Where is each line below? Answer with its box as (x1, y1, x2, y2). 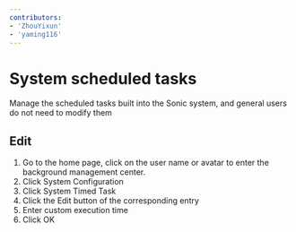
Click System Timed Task (22, 185, 117, 197)
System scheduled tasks (9, 68, 197, 89)
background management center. (22, 167, 146, 177)
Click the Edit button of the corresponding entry (22, 195, 200, 206)
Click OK (22, 214, 56, 225)
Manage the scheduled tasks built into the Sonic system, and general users (9, 98, 287, 108)
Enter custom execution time (22, 205, 128, 216)
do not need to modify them (9, 107, 112, 118)
